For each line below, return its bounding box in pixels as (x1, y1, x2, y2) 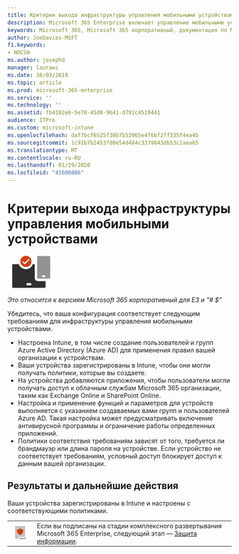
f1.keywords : (7, 41, 46, 49)
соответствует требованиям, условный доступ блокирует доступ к (17, 451, 223, 460)
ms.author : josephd (7, 57, 65, 64)
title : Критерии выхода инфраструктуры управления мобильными (7, 11, 196, 19)
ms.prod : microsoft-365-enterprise (7, 86, 113, 94)
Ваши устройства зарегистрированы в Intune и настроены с (7, 498, 191, 507)
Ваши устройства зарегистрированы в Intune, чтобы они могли (17, 360, 211, 370)
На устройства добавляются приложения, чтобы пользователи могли (17, 376, 230, 385)
